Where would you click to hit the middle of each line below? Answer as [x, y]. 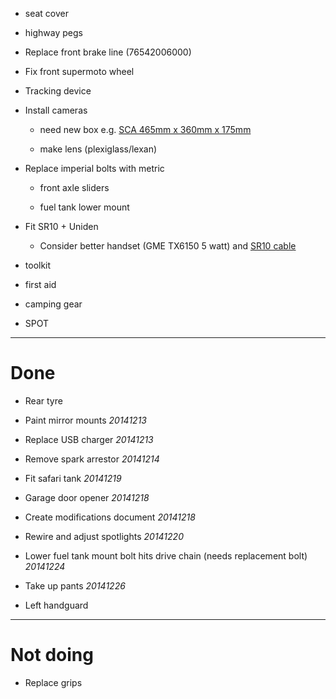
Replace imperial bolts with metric [94, 168]
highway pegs [53, 32]
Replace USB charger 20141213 [89, 439]
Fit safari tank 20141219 [73, 478]
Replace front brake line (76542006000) [108, 52]
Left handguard [56, 605]
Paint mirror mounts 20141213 [85, 420]
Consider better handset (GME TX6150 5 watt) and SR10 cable [168, 246]
